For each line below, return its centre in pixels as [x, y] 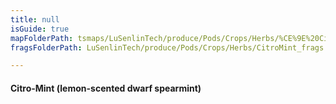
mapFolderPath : [42, 38]
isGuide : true [40, 29]
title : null [35, 19]
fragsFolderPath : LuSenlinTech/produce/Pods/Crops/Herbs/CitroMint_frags [167, 47]
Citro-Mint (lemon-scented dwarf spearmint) [106, 88]
